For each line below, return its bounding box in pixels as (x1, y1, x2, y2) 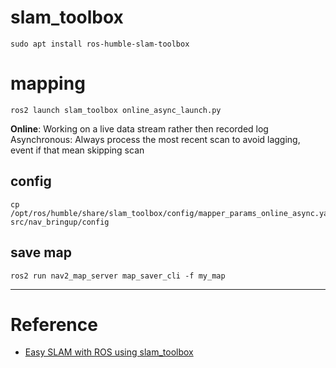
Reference (10, 313, 98, 336)
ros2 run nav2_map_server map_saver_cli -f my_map (10, 271, 226, 281)
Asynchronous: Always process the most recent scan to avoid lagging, (10, 133, 301, 145)
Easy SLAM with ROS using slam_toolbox (24, 346, 194, 358)
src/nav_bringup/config (10, 217, 110, 227)
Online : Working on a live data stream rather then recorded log (10, 122, 269, 135)
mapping (10, 72, 86, 95)
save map (10, 244, 72, 261)
